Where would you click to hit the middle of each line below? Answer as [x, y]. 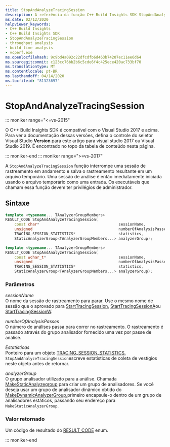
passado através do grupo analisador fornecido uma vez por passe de [78, 332]
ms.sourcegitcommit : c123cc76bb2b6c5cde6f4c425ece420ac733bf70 [73, 62]
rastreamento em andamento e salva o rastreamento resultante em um [79, 171]
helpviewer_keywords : [28, 24]
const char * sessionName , [80, 225]
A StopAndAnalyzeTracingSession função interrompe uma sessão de [75, 166]
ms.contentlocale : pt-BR [31, 72]
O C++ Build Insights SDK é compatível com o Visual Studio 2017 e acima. [82, 130]
